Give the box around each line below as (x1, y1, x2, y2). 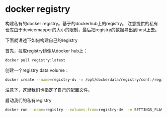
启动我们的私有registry (5, 97, 52, 103)
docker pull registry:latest (5, 58, 66, 62)
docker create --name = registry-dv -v (5, 77, 83, 82)
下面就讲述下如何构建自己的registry (5, 37, 78, 43)
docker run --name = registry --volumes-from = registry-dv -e (5, 107, 133, 112)
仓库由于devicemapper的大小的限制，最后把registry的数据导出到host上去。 (5, 26, 160, 33)
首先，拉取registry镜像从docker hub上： (5, 48, 88, 54)
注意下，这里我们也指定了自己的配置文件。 (5, 87, 92, 93)
